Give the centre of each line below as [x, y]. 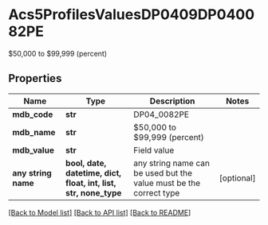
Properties [35, 78]
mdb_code [33, 114]
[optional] [237, 178]
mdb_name [34, 132]
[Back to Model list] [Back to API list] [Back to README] [100, 212]
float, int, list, [91, 183]
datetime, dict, [93, 173]
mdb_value [33, 150]
